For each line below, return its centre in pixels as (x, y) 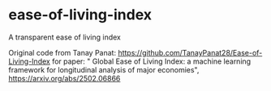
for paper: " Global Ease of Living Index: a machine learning (151, 61)
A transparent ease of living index (65, 37)
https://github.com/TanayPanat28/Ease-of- (190, 52)
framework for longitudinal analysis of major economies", (104, 69)
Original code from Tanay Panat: (62, 52)
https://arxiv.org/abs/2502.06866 (65, 78)
